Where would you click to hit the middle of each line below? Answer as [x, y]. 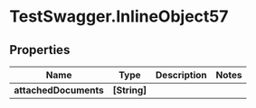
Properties [40, 50]
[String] [130, 90]
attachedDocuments [59, 90]
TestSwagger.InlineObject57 [119, 17]
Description [181, 75]
